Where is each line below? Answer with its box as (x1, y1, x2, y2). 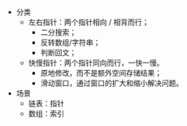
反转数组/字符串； (40, 37, 101, 47)
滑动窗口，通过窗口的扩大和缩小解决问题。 (40, 78, 184, 88)
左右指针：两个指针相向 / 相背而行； (28, 17, 150, 27)
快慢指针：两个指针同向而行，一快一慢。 (28, 58, 164, 67)
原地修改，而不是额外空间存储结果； (40, 68, 163, 77)
